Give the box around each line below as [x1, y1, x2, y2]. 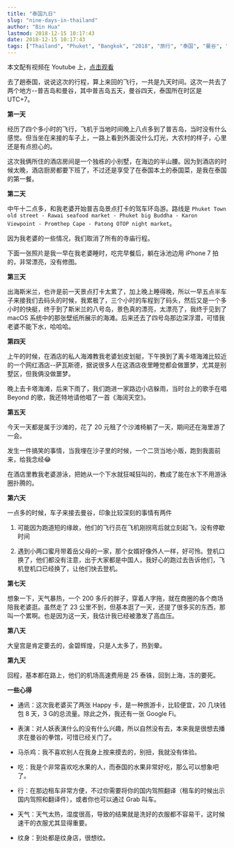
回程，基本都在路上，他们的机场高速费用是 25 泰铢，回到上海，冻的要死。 [7, 671, 219, 679]
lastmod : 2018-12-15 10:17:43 [7, 29, 95, 37]
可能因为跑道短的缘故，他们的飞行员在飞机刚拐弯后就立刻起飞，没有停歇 [17, 524, 225, 531]
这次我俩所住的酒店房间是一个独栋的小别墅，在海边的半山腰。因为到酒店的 [7, 157, 221, 165]
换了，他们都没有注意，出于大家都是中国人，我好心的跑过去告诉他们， [17, 556, 219, 563]
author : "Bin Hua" [7, 23, 61, 30]
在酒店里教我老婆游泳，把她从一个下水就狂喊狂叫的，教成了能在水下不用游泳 [7, 470, 227, 478]
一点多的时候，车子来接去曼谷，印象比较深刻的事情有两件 [7, 508, 172, 517]
